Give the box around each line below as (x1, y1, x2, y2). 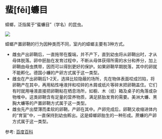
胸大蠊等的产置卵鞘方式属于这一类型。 (12, 100, 89, 106)
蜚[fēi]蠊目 (5, 4, 48, 16)
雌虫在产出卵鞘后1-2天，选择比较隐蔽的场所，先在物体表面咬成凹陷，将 (12, 76, 155, 81)
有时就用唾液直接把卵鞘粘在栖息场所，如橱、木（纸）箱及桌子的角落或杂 (12, 88, 157, 94)
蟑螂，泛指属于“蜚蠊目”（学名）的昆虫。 (5, 21, 86, 27)
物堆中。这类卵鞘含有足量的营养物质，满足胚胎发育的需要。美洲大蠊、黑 (12, 94, 157, 100)
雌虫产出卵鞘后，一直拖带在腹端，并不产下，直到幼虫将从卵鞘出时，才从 (12, 51, 157, 57)
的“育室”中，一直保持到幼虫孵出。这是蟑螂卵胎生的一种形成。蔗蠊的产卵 (12, 112, 157, 118)
